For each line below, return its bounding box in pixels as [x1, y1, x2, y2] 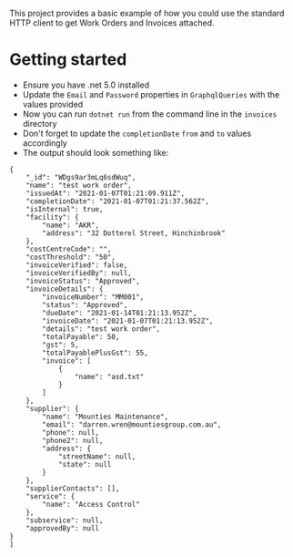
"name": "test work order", [25, 181, 132, 190]
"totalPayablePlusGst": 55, [42, 348, 148, 357]
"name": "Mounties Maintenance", [42, 412, 169, 421]
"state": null [57, 459, 112, 469]
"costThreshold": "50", [25, 253, 116, 262]
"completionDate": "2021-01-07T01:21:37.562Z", [25, 196, 209, 206]
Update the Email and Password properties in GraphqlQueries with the [22, 88, 280, 99]
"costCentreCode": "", [25, 244, 112, 253]
